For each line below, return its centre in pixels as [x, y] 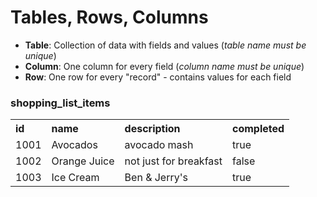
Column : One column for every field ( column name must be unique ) [164, 66]
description [152, 129]
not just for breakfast [173, 161]
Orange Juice [83, 161]
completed [258, 129]
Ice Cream [75, 178]
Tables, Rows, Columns [109, 17]
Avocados [74, 145]
